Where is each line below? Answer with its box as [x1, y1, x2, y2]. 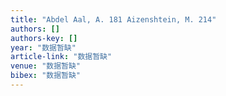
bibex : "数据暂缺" [10, 71, 82, 81]
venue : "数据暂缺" [10, 61, 82, 71]
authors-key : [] [10, 33, 78, 43]
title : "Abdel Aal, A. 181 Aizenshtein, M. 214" [10, 14, 217, 25]
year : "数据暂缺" [10, 42, 77, 53]
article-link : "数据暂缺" [10, 52, 113, 62]
